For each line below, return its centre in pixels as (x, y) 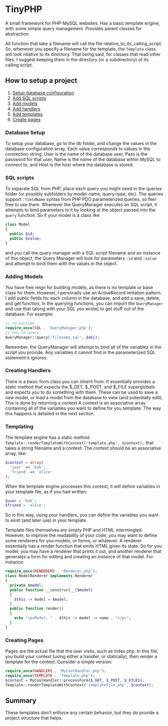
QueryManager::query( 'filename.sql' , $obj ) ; (52, 337)
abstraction (17, 34)
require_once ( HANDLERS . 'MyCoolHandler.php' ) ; (56, 671)
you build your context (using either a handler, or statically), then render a (81, 657)
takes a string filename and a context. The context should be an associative (83, 448)
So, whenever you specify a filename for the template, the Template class (81, 49)
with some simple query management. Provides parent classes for (73, 28)
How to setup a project (41, 81)
